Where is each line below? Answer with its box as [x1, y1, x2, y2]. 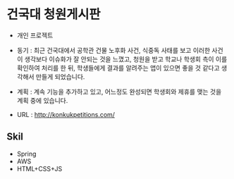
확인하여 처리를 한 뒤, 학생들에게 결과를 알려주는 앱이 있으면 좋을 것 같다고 [16, 63, 220, 72]
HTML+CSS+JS [16, 164, 63, 173]
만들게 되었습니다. [35, 72, 85, 81]
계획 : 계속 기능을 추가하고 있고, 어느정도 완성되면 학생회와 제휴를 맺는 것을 [16, 87, 222, 96]
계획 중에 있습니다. [16, 96, 68, 104]
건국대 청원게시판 [6, 6, 101, 23]
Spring [16, 149, 37, 158]
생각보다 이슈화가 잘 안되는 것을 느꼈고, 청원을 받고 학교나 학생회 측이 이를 [24, 54, 228, 63]
